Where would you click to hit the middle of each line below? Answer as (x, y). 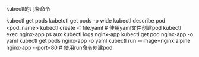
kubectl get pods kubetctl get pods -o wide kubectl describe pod (86, 20)
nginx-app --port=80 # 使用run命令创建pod (59, 47)
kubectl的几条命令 (28, 9)
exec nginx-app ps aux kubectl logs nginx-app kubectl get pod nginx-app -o (100, 34)
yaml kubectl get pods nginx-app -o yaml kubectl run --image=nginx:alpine (98, 41)
